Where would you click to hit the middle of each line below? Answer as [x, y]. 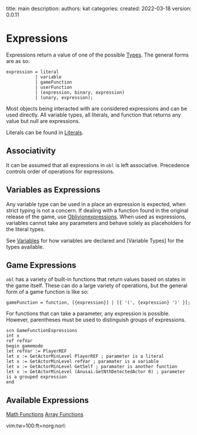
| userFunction [54, 87]
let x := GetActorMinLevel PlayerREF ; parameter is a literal [85, 356]
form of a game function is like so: [48, 292]
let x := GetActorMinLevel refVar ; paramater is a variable [83, 361]
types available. [25, 247]
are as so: [18, 61]
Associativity [31, 151]
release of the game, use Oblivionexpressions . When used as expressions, [96, 217]
